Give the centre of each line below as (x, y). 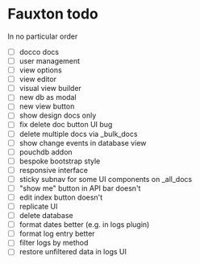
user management (50, 61)
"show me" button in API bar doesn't (80, 188)
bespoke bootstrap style (60, 161)
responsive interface (53, 170)
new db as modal (48, 97)
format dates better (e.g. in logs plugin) (84, 225)
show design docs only (58, 115)
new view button (47, 106)
